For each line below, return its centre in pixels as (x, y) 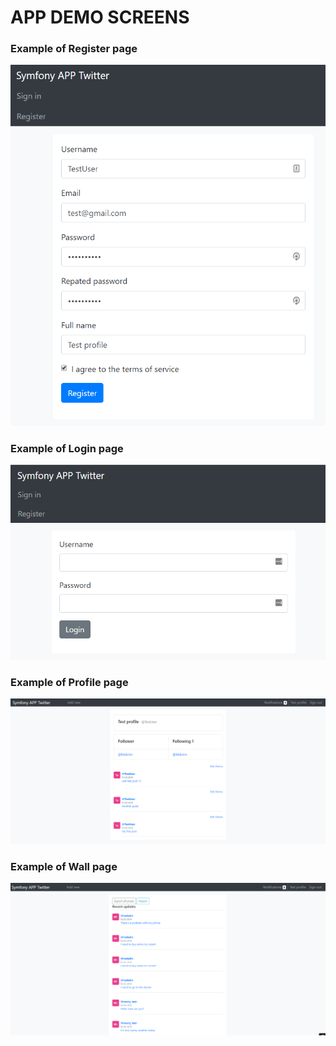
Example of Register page (74, 49)
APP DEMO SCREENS (100, 17)
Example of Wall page (64, 867)
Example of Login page (67, 448)
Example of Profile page (69, 682)
